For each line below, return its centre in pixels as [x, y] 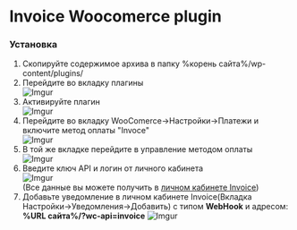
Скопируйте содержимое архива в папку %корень [119, 64]
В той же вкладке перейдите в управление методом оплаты [137, 149]
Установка [34, 45]
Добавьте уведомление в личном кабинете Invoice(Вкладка [137, 197]
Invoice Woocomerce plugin [115, 17]
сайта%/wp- [242, 64]
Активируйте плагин [61, 102]
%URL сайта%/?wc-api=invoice [84, 216]
